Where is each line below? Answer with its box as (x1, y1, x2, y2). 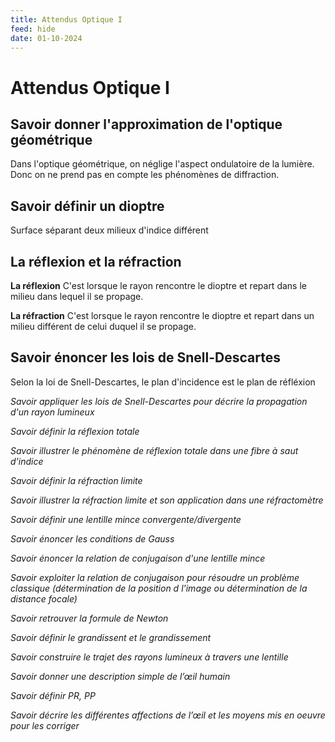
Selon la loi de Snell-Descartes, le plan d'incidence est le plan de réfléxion (10, 376, 316, 388)
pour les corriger (10, 719, 80, 731)
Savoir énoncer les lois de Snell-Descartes (10, 349, 281, 366)
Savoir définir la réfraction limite (10, 474, 143, 486)
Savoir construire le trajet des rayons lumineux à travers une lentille (10, 651, 289, 663)
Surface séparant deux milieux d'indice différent (10, 224, 209, 236)
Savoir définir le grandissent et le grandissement (10, 631, 212, 643)
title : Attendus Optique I (10, 14, 123, 25)
